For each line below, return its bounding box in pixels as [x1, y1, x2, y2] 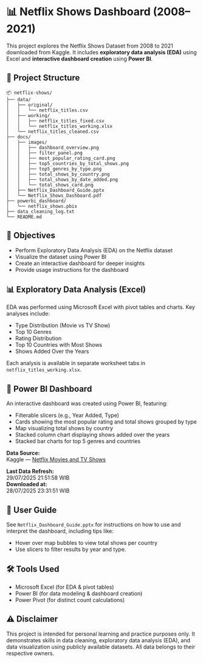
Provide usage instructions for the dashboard [15, 266, 129, 273]
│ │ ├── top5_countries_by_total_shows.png [6, 160, 129, 166]
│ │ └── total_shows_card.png [6, 182, 94, 188]
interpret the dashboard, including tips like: [6, 528, 114, 534]
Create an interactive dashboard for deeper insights [15, 260, 145, 267]
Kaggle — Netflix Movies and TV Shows [6, 456, 106, 463]
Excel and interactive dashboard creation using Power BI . [6, 55, 153, 62]
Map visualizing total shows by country [15, 425, 114, 432]
